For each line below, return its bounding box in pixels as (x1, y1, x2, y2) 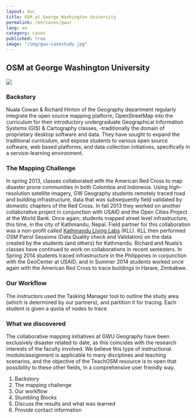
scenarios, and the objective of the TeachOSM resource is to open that (6, 358, 177, 365)
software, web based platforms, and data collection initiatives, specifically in (6, 143, 190, 150)
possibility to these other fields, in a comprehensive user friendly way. (6, 364, 176, 371)
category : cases (6, 30, 46, 36)
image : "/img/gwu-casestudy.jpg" (6, 42, 88, 47)
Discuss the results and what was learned (14, 400, 116, 407)
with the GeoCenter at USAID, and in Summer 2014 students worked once (6, 258, 184, 265)
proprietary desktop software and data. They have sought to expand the (6, 131, 180, 138)
